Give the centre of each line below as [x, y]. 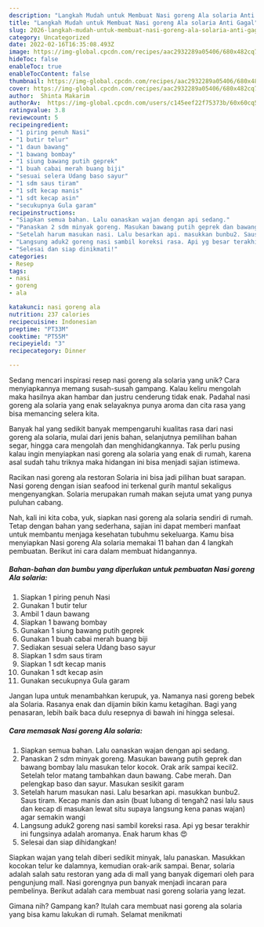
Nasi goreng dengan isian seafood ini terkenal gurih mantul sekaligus [120, 485]
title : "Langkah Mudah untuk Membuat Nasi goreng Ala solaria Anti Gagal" [134, 23]
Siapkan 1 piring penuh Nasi [65, 597]
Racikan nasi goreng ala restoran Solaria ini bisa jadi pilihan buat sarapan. [127, 477]
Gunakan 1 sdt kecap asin [61, 672]
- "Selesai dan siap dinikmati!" [63, 249]
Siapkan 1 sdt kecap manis [63, 664]
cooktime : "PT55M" [39, 336]
